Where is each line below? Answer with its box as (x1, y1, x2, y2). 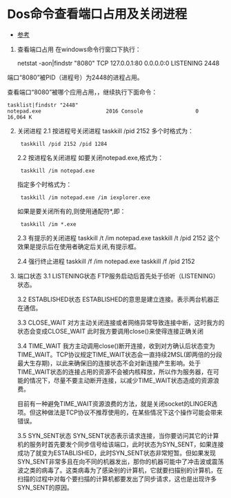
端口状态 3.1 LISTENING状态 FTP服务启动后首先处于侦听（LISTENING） (17, 271, 219, 280)
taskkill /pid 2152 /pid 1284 (20, 140, 108, 147)
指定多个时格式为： (17, 180, 72, 189)
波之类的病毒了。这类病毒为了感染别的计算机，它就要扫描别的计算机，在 (17, 466, 223, 474)
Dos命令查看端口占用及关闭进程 (7, 6, 188, 22)
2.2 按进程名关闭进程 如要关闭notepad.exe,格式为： (17, 153, 164, 162)
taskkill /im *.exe (20, 220, 77, 228)
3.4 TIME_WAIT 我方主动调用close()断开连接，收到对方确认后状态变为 (17, 341, 216, 349)
